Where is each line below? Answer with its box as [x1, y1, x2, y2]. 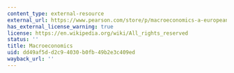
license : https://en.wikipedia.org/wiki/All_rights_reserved [7, 29, 189, 37]
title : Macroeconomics [7, 42, 73, 49]
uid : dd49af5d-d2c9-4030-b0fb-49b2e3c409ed [7, 49, 136, 56]
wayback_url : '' [7, 56, 54, 63]
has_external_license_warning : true [7, 23, 114, 30]
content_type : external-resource [7, 10, 104, 17]
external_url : [7, 17, 49, 24]
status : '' [7, 36, 39, 43]
